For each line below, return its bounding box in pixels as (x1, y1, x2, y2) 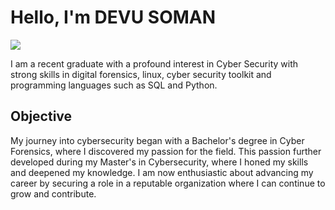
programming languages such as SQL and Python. (10, 79, 218, 91)
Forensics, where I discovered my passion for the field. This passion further (10, 145, 322, 157)
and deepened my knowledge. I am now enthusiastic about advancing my (10, 166, 314, 178)
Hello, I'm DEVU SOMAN (10, 6, 217, 29)
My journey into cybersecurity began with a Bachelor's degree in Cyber (10, 134, 305, 146)
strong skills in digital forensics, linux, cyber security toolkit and (10, 68, 272, 80)
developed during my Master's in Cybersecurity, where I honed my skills (10, 156, 309, 168)
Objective (10, 108, 73, 125)
